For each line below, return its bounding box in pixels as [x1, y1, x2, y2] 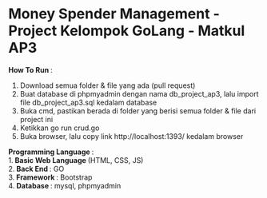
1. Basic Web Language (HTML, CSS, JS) [8, 155, 144, 164]
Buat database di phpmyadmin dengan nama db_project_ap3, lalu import [19, 89, 259, 98]
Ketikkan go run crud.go [19, 123, 100, 133]
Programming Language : [8, 147, 94, 156]
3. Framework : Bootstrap [8, 172, 93, 182]
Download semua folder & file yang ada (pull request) [19, 81, 196, 90]
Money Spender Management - [8, 5, 220, 23]
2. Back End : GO [8, 164, 65, 173]
